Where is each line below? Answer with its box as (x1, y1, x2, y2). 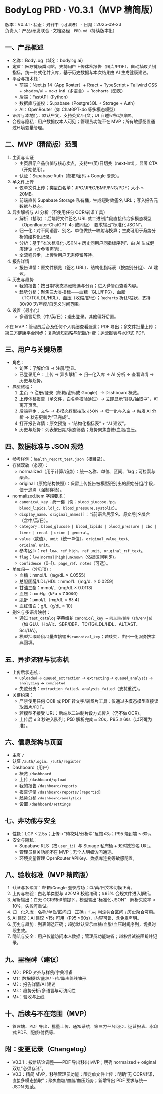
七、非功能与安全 (5, 817, 56, 825)
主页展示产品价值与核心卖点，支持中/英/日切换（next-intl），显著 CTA (19, 160, 158, 166)
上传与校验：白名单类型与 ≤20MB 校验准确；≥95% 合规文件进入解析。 (12, 891, 154, 897)
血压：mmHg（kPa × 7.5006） (19, 591, 81, 597)
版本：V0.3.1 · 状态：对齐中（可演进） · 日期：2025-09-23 (5, 22, 122, 27)
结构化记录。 (28, 233, 54, 240)
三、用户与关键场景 (5, 345, 63, 354)
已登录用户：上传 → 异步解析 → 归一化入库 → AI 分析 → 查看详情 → (19, 371, 154, 377)
